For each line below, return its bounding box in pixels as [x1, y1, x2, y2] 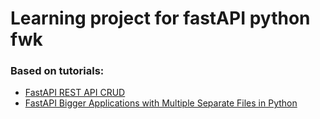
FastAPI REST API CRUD [24, 87, 126, 99]
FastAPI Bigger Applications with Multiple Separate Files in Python [24, 97, 298, 109]
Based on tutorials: [10, 64, 105, 78]
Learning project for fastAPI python [10, 7, 311, 30]
